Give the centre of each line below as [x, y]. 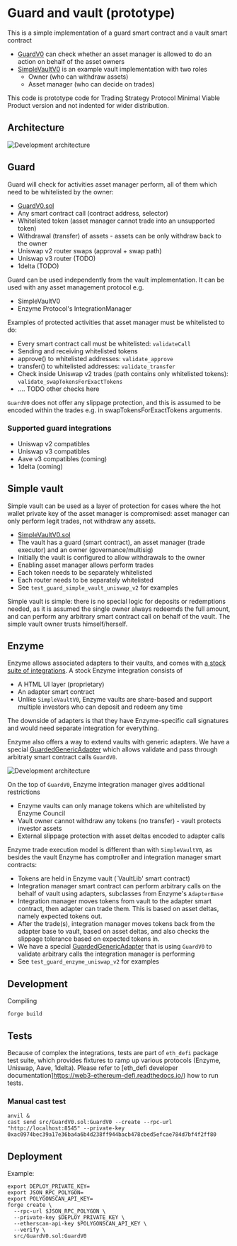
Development [38, 984]
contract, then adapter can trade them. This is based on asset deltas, [118, 909]
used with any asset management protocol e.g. [76, 287]
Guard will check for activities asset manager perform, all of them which [112, 184]
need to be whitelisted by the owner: [60, 192]
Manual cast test [36, 1101]
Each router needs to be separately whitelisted [85, 580]
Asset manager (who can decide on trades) [91, 84]
